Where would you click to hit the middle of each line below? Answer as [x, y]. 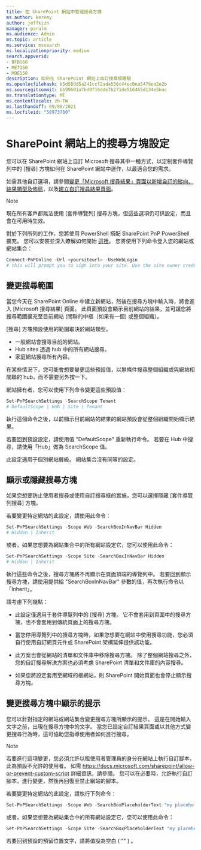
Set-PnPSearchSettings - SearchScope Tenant [61, 401]
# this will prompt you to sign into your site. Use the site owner [93, 266]
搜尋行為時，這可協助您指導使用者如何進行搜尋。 [71, 734]
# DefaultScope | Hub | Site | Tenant [54, 406]
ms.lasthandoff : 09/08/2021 [41, 106]
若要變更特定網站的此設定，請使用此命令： [59, 516]
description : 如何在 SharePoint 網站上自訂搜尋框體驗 [69, 79]
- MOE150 [17, 73]
